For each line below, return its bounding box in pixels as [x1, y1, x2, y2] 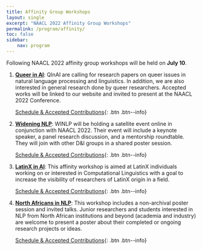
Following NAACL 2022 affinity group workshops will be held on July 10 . [6, 59, 187, 67]
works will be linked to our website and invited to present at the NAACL [15, 90, 192, 97]
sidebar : [6, 37, 28, 43]
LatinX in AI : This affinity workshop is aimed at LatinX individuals [15, 163, 177, 170]
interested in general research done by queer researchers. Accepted [15, 84, 186, 91]
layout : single [6, 15, 45, 21]
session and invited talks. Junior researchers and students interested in [15, 205, 194, 212]
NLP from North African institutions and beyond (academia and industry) [15, 212, 197, 219]
